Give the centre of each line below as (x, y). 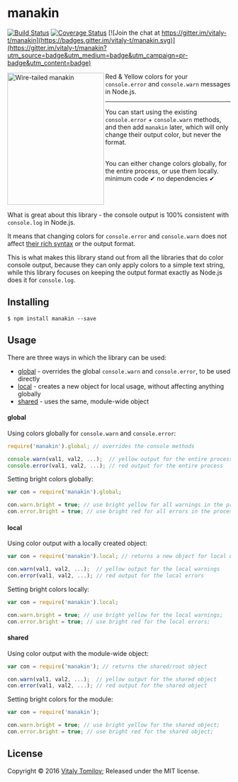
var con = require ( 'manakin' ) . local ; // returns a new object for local (117, 557)
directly (29, 379)
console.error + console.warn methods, (163, 119)
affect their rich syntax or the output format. (72, 243)
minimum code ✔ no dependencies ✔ (160, 178)
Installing (28, 302)
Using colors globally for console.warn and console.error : (92, 433)
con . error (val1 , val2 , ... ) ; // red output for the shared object (107, 686)
